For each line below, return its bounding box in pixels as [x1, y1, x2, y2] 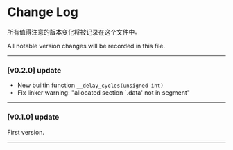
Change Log [7, 4, 78, 20]
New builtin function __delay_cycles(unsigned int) [17, 81, 164, 90]
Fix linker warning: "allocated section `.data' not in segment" [17, 88, 191, 97]
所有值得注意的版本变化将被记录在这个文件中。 [7, 28, 141, 36]
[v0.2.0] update [7, 65, 62, 75]
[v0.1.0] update [7, 112, 60, 122]
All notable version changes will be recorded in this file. [7, 41, 165, 50]
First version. [7, 128, 45, 136]
